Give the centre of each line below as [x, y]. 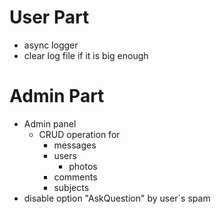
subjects [71, 187]
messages [75, 145]
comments [75, 177]
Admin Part [57, 96]
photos [83, 166]
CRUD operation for [79, 134]
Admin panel [50, 123]
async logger [51, 45]
